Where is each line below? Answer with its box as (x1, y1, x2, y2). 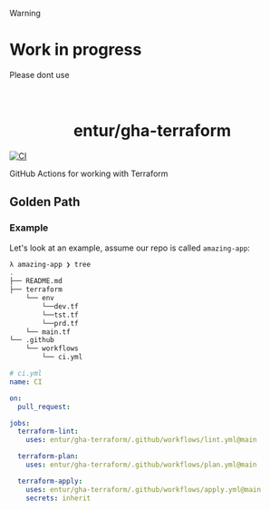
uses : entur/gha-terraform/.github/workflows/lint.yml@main (25, 436, 257, 445)
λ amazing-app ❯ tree (9, 260, 92, 269)
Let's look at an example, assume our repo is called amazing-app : (9, 242, 251, 253)
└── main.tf (25, 327, 71, 337)
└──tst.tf (42, 310, 79, 319)
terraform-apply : (17, 476, 83, 485)
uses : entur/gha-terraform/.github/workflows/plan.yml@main (25, 460, 257, 470)
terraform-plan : (17, 452, 79, 461)
